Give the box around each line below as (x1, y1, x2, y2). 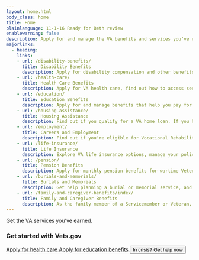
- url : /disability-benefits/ (17, 58, 92, 64)
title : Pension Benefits (21, 162, 84, 168)
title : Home (6, 19, 36, 25)
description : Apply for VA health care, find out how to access (21, 86, 184, 92)
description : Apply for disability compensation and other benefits (21, 69, 195, 75)
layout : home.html (6, 8, 52, 15)
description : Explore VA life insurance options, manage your (21, 151, 179, 157)
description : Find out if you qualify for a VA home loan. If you (21, 119, 190, 125)
